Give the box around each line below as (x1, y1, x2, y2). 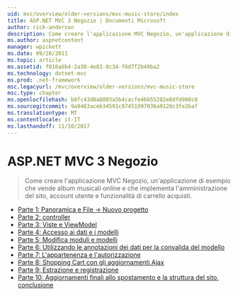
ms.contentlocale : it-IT (7, 116, 81, 123)
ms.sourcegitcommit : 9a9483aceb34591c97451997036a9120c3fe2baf (7, 103, 198, 110)
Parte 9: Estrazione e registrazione (17, 265, 119, 274)
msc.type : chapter (7, 89, 62, 97)
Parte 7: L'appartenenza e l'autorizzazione (17, 251, 141, 259)
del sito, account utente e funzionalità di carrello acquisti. (24, 192, 193, 200)
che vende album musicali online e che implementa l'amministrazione (24, 184, 228, 192)
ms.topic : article (7, 57, 62, 64)
